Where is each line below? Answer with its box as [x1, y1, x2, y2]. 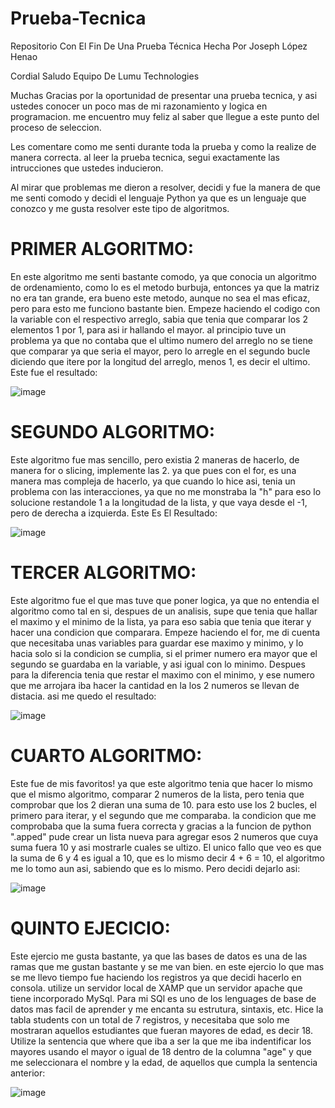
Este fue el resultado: [10, 366, 98, 378]
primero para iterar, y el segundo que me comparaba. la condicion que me [10, 809, 317, 821]
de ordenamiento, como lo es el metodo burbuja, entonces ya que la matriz [10, 281, 320, 293]
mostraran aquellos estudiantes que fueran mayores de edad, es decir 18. [10, 1024, 313, 1036]
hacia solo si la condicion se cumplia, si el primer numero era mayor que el [10, 647, 318, 659]
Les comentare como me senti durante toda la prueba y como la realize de [10, 140, 317, 152]
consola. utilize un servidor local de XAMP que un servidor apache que [10, 982, 303, 994]
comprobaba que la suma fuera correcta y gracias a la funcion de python [10, 820, 312, 832]
